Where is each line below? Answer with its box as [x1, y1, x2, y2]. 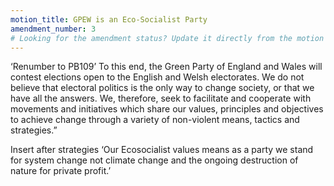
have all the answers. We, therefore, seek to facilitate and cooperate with [10, 92, 312, 105]
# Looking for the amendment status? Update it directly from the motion [10, 33, 325, 43]
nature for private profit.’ [10, 165, 112, 177]
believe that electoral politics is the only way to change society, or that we [10, 82, 315, 94]
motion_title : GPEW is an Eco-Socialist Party [10, 14, 208, 25]
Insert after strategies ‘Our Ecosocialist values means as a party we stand [10, 144, 314, 156]
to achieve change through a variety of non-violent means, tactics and [10, 114, 300, 126]
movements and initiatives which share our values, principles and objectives [10, 103, 324, 115]
